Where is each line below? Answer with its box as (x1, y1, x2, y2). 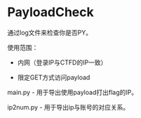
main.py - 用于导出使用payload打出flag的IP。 (7, 88, 138, 96)
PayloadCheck (7, 4, 94, 20)
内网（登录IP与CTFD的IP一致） (17, 58, 107, 67)
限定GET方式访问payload (17, 73, 90, 81)
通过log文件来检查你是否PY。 (7, 28, 93, 37)
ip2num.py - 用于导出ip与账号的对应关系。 (7, 103, 130, 111)
